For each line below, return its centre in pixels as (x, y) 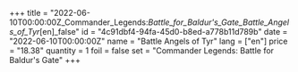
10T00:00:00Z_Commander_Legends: (79, 22)
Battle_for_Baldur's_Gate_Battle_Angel (219, 22)
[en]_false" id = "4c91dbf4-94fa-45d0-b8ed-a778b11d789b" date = (164, 32)
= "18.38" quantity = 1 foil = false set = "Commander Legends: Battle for (142, 51)
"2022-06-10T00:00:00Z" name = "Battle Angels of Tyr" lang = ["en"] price (149, 41)
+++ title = (29, 13)
